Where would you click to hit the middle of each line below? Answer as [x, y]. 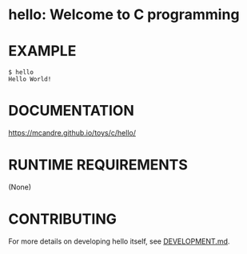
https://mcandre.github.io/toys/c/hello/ [72, 133]
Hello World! [30, 80]
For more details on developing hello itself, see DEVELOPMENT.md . [119, 241]
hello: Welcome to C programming [124, 15]
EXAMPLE [42, 51]
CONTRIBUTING [63, 219]
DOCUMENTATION [71, 111]
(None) [20, 187]
